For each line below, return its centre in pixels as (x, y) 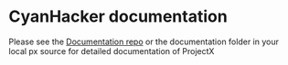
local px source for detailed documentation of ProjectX (112, 51)
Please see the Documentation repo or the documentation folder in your (144, 42)
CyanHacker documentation (118, 17)
